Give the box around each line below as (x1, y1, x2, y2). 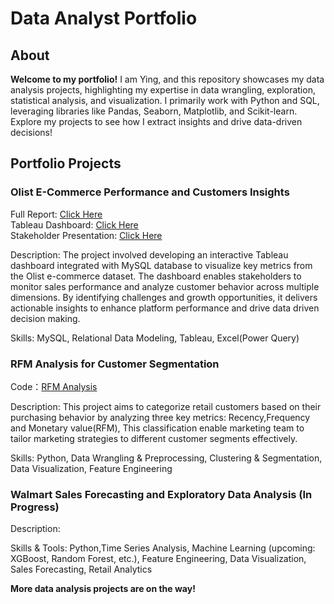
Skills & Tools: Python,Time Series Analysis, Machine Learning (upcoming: (10, 542, 316, 554)
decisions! (10, 127, 53, 138)
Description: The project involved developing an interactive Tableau (10, 248, 289, 261)
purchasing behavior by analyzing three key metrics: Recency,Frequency (10, 411, 311, 423)
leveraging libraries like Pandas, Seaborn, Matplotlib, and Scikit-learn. (10, 105, 298, 117)
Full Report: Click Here (10, 208, 103, 220)
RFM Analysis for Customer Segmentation (10, 357, 220, 371)
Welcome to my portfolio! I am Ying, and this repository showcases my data (10, 73, 325, 85)
